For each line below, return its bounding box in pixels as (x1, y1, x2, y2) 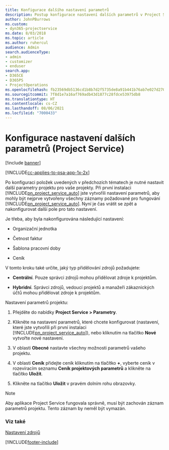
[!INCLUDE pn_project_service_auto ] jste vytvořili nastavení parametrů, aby (5, 190, 160, 196)
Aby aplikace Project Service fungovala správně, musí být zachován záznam (5, 400, 164, 406)
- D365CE (5, 73, 24, 78)
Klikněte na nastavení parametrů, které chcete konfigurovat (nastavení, (12, 319, 159, 325)
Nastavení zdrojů (5, 429, 40, 435)
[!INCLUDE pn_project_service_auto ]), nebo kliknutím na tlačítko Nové (12, 329, 156, 335)
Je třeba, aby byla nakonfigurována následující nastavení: (5, 215, 124, 222)
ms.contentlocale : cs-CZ (5, 101, 57, 106)
